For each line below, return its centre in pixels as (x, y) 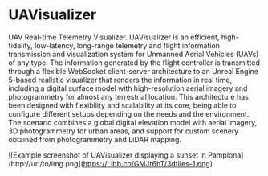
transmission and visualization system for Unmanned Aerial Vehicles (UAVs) (134, 54)
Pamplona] (226, 155)
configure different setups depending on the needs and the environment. (129, 113)
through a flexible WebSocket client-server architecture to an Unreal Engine (134, 71)
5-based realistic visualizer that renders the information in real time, (120, 80)
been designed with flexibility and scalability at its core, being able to (122, 105)
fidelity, (21, 45)
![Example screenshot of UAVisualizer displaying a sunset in (108, 155)
